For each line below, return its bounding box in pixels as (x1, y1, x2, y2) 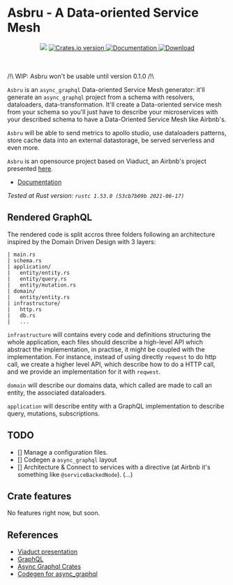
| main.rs (7, 251, 36, 258)
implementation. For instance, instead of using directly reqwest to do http (7, 352, 217, 360)
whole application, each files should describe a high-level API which (7, 337, 204, 346)
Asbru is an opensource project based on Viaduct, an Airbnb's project (7, 157, 207, 165)
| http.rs (7, 305, 42, 313)
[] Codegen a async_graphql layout (17, 455, 117, 464)
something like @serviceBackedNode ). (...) (17, 470, 133, 478)
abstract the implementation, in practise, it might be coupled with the (7, 345, 205, 354)
